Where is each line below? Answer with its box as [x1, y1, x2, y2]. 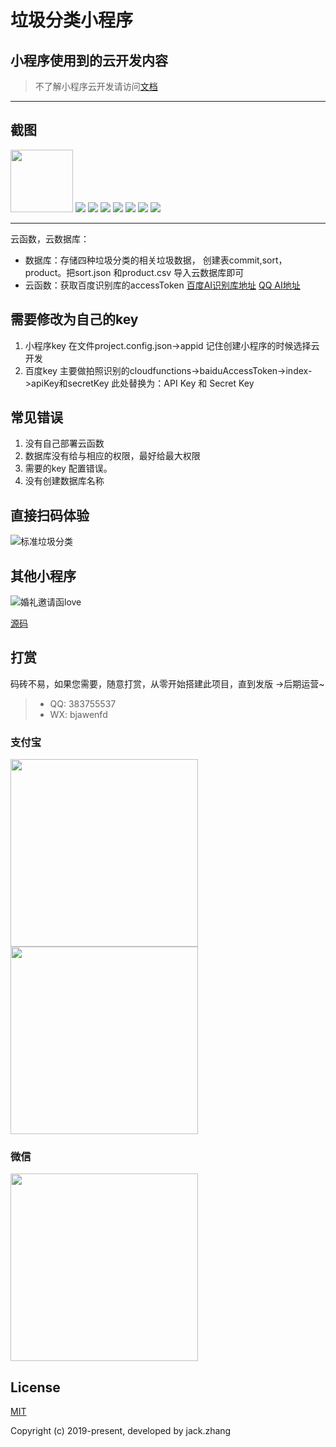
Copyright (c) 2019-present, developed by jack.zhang [10, 1425, 232, 1437]
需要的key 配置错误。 [24, 462, 113, 475]
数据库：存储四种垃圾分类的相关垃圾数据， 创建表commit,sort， [24, 254, 288, 266]
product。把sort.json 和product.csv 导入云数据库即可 [24, 266, 245, 278]
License [10, 1379, 61, 1396]
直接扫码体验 [10, 507, 90, 524]
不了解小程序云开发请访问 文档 [34, 81, 158, 92]
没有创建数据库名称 [24, 475, 105, 487]
